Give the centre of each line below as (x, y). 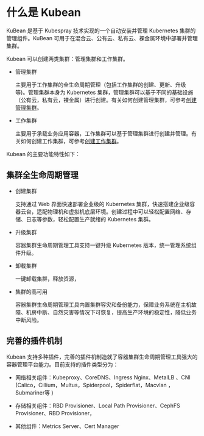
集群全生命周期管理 (42, 175)
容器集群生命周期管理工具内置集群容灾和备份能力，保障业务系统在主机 (103, 304)
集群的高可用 (31, 291)
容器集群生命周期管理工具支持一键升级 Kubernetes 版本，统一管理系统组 (106, 245)
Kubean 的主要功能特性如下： (44, 154)
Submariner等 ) (34, 392)
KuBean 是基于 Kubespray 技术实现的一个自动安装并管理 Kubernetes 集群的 (101, 30)
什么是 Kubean (44, 13)
